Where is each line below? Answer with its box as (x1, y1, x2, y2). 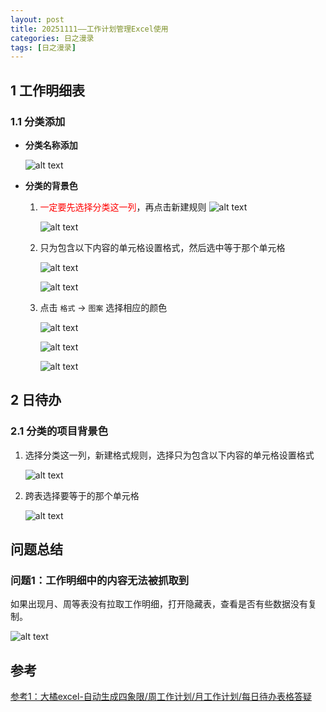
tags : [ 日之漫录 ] (10, 42, 77, 53)
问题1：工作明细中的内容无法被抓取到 (10, 573, 190, 587)
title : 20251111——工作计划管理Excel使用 (10, 24, 169, 34)
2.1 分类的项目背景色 (10, 424, 109, 438)
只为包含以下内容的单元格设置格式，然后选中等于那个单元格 (39, 241, 286, 253)
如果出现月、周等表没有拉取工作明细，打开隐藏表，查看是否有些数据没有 (10, 598, 308, 610)
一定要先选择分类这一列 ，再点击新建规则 (39, 201, 207, 213)
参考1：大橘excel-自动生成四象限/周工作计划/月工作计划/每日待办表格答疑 (10, 691, 312, 703)
